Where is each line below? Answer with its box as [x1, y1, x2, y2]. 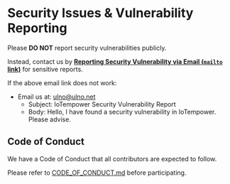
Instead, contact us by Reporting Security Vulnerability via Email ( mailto [7, 57, 223, 65]
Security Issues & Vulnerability [7, 5, 194, 21]
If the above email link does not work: [7, 78, 117, 87]
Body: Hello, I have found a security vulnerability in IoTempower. [28, 107, 217, 116]
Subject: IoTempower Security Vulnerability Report [28, 99, 176, 108]
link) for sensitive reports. [7, 65, 83, 73]
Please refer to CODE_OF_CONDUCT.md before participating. [7, 168, 187, 177]
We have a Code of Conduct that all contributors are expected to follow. [7, 154, 217, 163]
